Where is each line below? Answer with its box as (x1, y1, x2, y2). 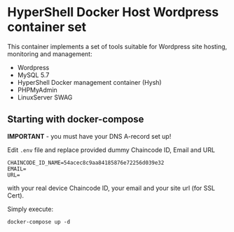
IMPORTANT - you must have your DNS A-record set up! (7, 132, 172, 140)
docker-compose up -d (7, 218, 71, 225)
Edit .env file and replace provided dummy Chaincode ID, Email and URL (7, 145, 216, 154)
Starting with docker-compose (7, 114, 144, 125)
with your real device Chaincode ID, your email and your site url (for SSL (7, 184, 216, 192)
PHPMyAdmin (17, 86, 57, 94)
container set (7, 19, 87, 35)
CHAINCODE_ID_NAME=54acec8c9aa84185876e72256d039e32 (7, 159, 165, 166)
